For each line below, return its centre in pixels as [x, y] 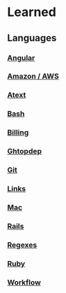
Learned [32, 12]
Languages [32, 38]
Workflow [24, 282]
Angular [21, 58]
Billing [18, 133]
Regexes [22, 245]
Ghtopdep [25, 151]
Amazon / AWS [33, 76]
